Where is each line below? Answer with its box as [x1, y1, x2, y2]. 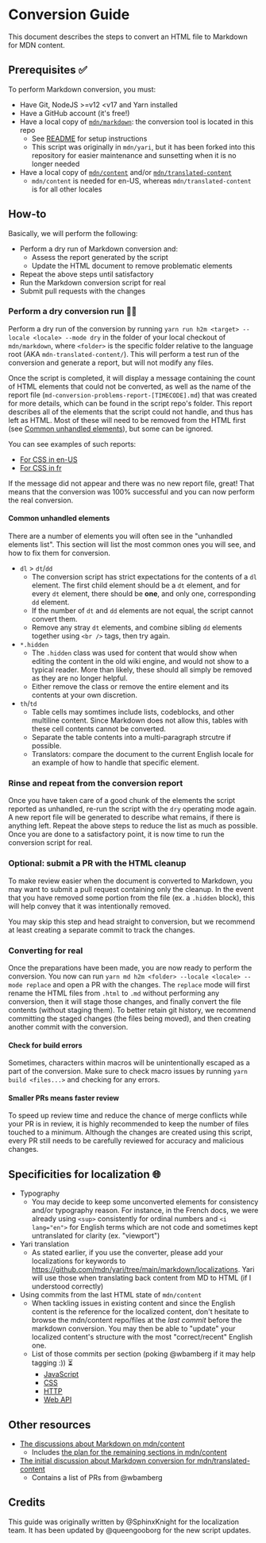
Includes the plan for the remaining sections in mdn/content [31, 1447, 228, 1456]
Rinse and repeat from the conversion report [8, 777, 183, 789]
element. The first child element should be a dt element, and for [31, 580, 241, 590]
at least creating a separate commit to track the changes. [8, 925, 195, 935]
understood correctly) [31, 1281, 104, 1291]
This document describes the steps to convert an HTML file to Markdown [8, 32, 248, 41]
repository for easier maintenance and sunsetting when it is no [31, 150, 237, 160]
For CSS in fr [19, 463, 62, 472]
